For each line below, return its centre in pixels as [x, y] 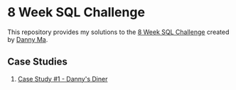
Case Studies [37, 62]
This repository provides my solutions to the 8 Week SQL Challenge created [118, 32]
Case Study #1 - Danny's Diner [63, 79]
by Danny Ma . [28, 39]
